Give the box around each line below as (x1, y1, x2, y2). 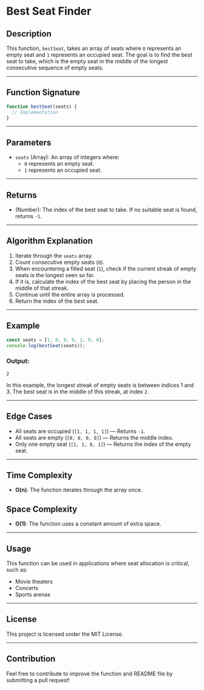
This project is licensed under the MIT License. (6, 630, 124, 638)
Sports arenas (15, 591, 50, 598)
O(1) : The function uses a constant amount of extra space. (15, 520, 161, 527)
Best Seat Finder (6, 4, 92, 18)
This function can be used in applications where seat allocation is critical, (6, 559, 190, 567)
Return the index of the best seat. (15, 297, 99, 305)
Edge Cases (6, 411, 53, 421)
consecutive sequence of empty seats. (6, 64, 104, 71)
